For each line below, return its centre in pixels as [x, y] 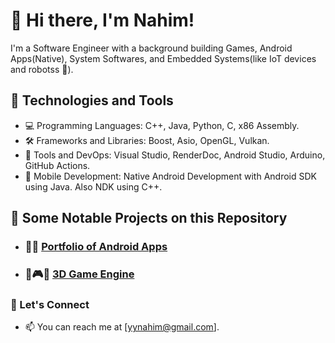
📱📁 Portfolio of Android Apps [96, 247]
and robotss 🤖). [42, 69]
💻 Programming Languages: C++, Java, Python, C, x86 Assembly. [162, 125]
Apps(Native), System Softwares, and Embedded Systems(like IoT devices [163, 58]
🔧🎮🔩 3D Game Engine [79, 274]
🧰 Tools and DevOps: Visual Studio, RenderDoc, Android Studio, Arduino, [175, 155]
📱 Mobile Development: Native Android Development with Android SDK [170, 176]
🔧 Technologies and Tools [92, 100]
